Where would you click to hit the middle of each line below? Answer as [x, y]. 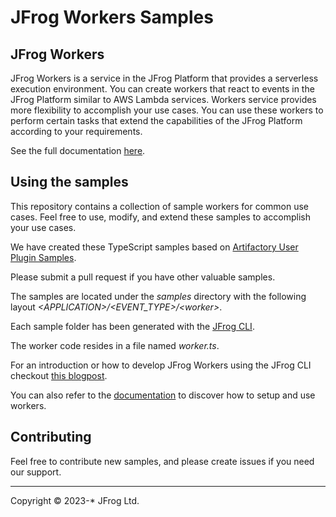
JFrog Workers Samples [112, 17]
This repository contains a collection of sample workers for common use [160, 206]
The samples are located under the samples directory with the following [158, 296]
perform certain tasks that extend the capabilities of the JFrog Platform [156, 120]
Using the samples [69, 182]
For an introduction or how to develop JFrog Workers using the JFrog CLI [161, 365]
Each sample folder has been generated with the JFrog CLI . [132, 326]
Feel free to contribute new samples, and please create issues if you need [162, 461]
